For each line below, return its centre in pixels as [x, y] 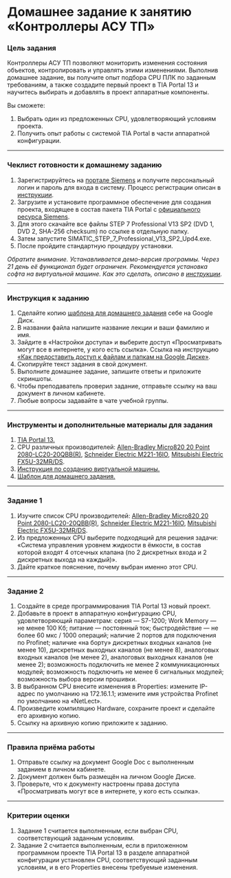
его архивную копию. [48, 715]
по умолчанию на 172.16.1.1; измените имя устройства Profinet [128, 693]
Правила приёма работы [51, 747]
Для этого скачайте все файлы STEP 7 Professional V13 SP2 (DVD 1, [115, 223]
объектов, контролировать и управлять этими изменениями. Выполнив [113, 70]
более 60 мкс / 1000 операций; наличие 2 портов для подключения [117, 635]
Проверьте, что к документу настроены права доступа [98, 784]
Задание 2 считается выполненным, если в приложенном [102, 845]
